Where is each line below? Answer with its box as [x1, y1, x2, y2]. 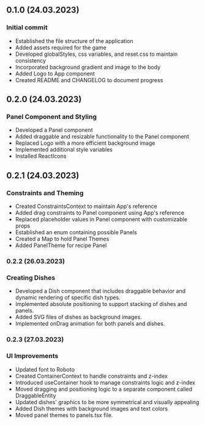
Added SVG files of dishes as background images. [15, 313, 142, 321]
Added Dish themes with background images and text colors [15, 405, 168, 412]
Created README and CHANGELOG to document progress [15, 76, 163, 83]
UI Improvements [6, 352, 59, 361]
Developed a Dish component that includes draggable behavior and [15, 288, 185, 295]
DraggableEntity [15, 392, 56, 399]
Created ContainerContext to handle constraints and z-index [15, 372, 168, 380]
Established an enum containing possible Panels [15, 229, 138, 236]
